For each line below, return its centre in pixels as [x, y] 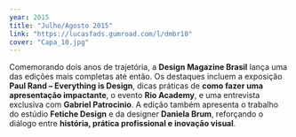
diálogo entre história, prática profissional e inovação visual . [123, 124]
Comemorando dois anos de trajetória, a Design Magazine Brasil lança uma [148, 67]
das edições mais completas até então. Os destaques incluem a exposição [146, 77]
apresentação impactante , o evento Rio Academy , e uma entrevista [135, 95]
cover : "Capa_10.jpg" [49, 42]
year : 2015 [29, 17]
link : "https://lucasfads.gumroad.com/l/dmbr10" [101, 34]
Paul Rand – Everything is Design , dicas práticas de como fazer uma [136, 86]
